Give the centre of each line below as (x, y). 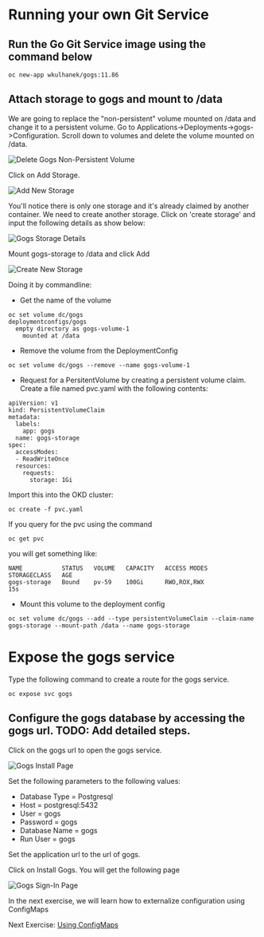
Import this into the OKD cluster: (61, 494)
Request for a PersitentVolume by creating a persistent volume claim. (133, 380)
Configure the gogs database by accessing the (127, 719)
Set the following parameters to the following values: (95, 781)
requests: (39, 472)
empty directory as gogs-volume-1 (72, 329)
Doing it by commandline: (50, 284)
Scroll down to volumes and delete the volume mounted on (158, 135)
